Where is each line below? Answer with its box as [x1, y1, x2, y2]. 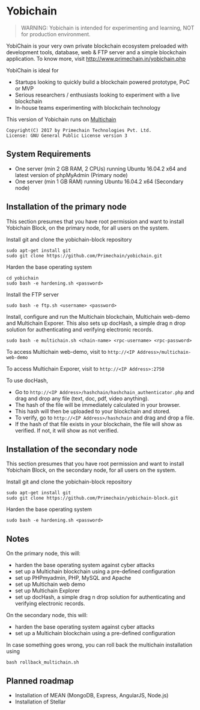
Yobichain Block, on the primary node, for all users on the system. [6, 224, 169, 231]
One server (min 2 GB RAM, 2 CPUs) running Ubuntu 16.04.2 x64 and [14, 165, 187, 172]
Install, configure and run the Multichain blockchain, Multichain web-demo [6, 313, 190, 320]
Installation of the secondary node [6, 444, 138, 454]
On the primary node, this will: [6, 550, 81, 557]
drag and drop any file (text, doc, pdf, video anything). [14, 395, 149, 402]
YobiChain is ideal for [6, 66, 59, 74]
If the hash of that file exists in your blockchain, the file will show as [14, 420, 182, 427]
